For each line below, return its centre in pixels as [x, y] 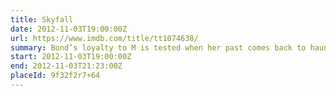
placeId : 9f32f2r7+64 [55, 76]
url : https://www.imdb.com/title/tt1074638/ [104, 38]
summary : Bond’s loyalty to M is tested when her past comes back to [158, 47]
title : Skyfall [42, 19]
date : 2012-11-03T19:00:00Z [69, 29]
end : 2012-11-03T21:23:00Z [66, 66]
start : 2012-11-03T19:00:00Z [71, 57]
